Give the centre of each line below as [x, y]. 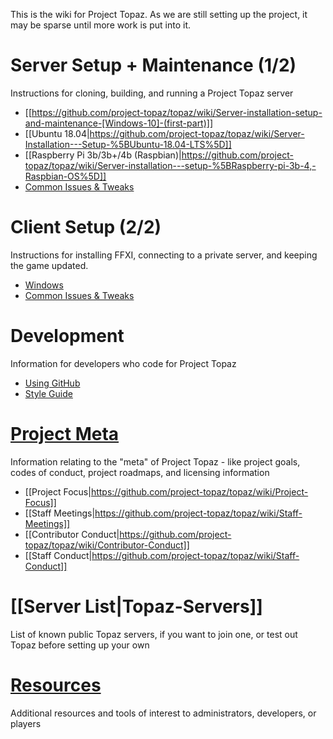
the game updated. [49, 265]
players [26, 723]
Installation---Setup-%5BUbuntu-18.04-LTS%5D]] [128, 144]
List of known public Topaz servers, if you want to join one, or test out [154, 634]
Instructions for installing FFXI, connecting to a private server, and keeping [164, 255]
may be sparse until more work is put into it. [100, 25]
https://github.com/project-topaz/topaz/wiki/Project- [199, 491]
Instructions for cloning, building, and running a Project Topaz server [152, 93]
